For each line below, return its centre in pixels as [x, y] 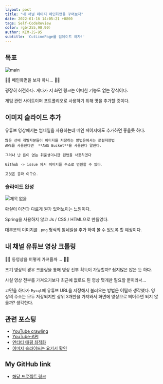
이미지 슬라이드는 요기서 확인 [39, 348]
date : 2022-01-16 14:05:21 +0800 [39, 19]
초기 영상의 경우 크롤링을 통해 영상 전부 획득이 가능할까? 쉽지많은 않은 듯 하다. [79, 269]
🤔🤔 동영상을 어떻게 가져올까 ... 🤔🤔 [37, 259]
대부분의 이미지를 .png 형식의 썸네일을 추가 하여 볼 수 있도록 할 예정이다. [73, 229]
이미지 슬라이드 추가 [33, 118]
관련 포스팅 [21, 319]
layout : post [18, 10]
